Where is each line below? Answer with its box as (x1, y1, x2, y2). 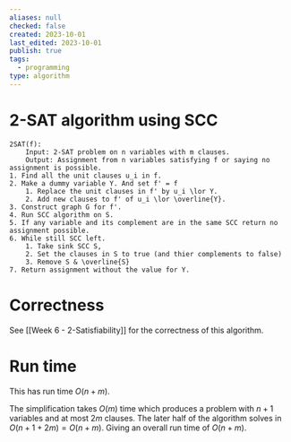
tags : (9, 55, 30, 64)
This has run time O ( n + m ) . (9, 386, 110, 396)
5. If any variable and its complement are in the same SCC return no (9, 218, 278, 227)
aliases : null (9, 13, 63, 22)
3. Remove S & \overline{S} (25, 257, 130, 266)
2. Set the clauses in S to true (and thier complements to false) (25, 249, 282, 258)
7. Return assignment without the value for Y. (9, 265, 191, 274)
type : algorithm (9, 72, 70, 81)
